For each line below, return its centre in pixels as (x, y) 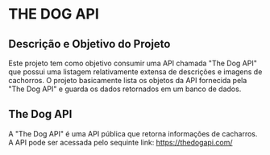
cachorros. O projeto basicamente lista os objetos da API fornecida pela (128, 80)
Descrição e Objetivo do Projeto (89, 44)
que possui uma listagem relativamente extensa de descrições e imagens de (135, 72)
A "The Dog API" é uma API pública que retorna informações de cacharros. (133, 133)
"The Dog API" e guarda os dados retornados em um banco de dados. (125, 89)
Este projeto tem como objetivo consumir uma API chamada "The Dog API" (133, 63)
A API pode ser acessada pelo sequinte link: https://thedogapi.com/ (120, 142)
